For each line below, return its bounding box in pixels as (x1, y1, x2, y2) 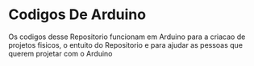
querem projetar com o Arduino (8, 49, 113, 58)
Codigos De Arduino (8, 6, 147, 24)
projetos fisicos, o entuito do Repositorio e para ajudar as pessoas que (8, 40, 244, 49)
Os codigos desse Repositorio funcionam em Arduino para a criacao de (8, 32, 246, 41)
